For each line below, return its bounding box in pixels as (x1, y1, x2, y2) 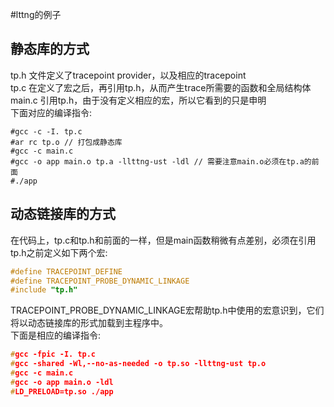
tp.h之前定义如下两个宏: (10, 246, 108, 258)
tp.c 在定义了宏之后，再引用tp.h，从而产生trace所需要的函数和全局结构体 (10, 81, 312, 93)
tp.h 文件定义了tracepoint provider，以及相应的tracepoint (10, 69, 247, 81)
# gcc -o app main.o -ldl (10, 377, 114, 387)
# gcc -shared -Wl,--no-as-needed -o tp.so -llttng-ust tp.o (10, 359, 267, 369)
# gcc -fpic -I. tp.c (10, 349, 97, 360)
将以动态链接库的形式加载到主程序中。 (10, 317, 168, 329)
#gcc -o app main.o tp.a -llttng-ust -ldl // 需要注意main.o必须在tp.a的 (10, 156, 312, 167)
